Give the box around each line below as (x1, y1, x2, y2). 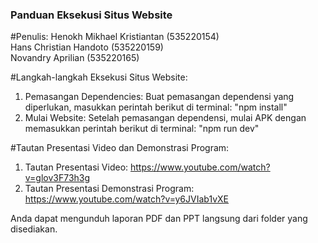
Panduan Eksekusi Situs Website (10, 8, 173, 22)
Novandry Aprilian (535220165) (10, 52, 140, 64)
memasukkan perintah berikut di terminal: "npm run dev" (24, 123, 260, 135)
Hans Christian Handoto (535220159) (10, 41, 164, 53)
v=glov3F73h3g (24, 172, 91, 184)
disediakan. (10, 223, 58, 235)
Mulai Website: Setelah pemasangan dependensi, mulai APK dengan (24, 112, 307, 124)
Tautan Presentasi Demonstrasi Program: (24, 183, 195, 195)
